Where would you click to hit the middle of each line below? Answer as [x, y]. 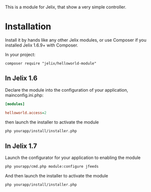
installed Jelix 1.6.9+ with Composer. [42, 45]
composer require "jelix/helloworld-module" [51, 63]
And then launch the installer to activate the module [57, 176]
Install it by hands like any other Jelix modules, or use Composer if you [76, 40]
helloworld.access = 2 [26, 113]
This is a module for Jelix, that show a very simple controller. [66, 7]
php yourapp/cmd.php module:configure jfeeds [52, 167]
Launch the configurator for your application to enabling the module [73, 158]
